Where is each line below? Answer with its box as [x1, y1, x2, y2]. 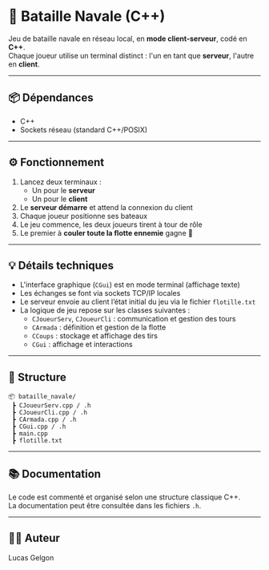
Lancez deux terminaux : [19, 176, 102, 187]
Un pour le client [31, 194, 88, 204]
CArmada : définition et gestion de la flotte [31, 322, 167, 332]
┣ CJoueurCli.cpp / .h [11, 409, 88, 417]
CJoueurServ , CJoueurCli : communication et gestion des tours [31, 314, 236, 324]
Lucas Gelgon [8, 552, 54, 562]
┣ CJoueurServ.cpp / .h [11, 402, 91, 410]
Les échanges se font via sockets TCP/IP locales [19, 289, 181, 298]
